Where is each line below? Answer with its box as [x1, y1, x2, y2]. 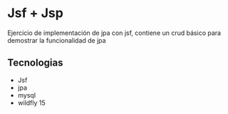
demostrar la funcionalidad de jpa [7, 36, 106, 44]
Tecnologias [7, 57, 63, 69]
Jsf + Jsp [7, 5, 64, 21]
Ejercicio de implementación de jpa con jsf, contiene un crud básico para [7, 28, 222, 37]
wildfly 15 [17, 98, 46, 107]
